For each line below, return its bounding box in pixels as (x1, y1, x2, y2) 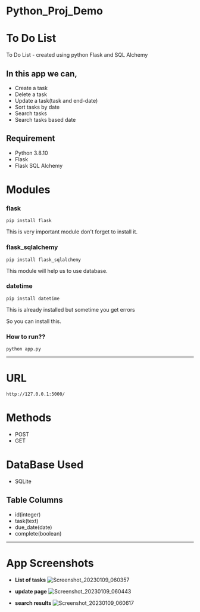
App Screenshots (6, 556, 94, 570)
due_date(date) (14, 524, 52, 531)
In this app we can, (6, 69, 77, 79)
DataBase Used (6, 458, 84, 472)
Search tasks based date (14, 116, 76, 123)
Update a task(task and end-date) (14, 97, 98, 104)
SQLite (14, 478, 32, 485)
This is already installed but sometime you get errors (6, 306, 135, 313)
